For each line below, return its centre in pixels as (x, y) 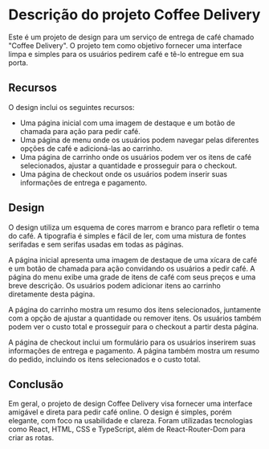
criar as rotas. (31, 438)
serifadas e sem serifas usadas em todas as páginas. (96, 244)
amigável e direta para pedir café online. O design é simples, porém (120, 412)
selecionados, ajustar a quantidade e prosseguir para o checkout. (128, 165)
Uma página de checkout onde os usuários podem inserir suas (123, 173)
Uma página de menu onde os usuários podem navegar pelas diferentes (139, 140)
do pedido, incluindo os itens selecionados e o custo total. (104, 359)
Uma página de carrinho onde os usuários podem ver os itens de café (135, 157)
